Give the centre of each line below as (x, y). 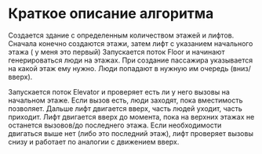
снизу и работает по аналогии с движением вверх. (94, 141)
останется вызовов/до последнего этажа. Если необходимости (115, 125)
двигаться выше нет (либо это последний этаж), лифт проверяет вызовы (131, 133)
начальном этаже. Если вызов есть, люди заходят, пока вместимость (126, 100)
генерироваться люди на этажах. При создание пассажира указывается (131, 60)
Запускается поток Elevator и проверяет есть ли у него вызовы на (119, 91)
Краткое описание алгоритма (111, 14)
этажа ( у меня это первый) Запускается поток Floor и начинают (116, 52)
